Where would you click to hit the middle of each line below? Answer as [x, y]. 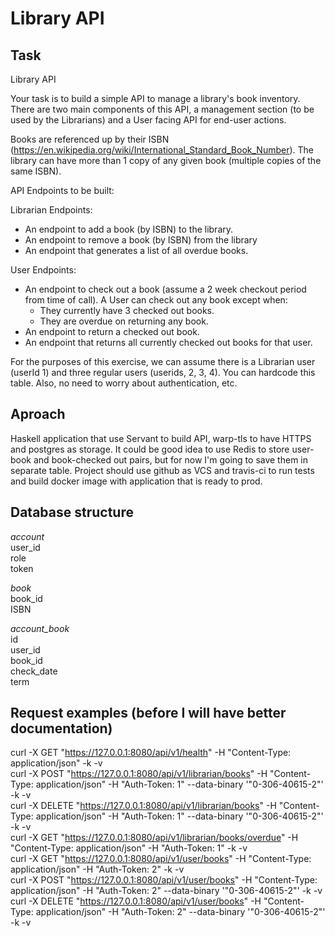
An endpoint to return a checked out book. [112, 331]
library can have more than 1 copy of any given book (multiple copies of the [166, 160]
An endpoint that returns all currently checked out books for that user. [168, 342]
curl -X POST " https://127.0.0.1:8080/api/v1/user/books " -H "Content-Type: [164, 880]
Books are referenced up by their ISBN [90, 139]
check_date [34, 671]
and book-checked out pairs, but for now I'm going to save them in [171, 459]
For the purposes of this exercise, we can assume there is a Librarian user [163, 361]
